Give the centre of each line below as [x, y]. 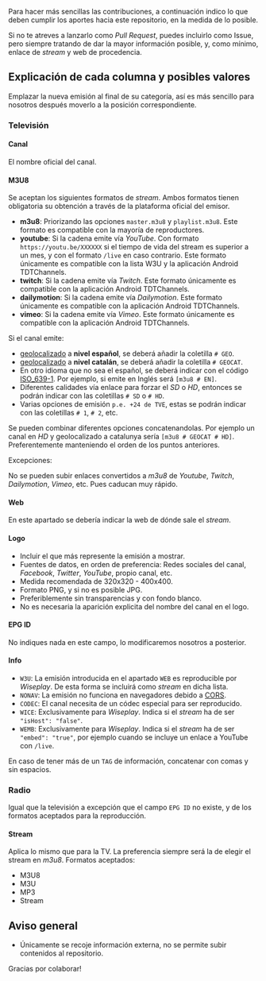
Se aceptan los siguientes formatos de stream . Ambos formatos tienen [124, 198]
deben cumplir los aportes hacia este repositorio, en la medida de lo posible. [133, 20]
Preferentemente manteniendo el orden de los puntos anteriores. [114, 445]
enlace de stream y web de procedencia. [75, 52]
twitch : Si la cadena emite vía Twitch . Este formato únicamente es [128, 280]
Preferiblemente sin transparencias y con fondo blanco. [111, 598]
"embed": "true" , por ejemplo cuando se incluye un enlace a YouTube [134, 737]
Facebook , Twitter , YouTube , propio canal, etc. [96, 573]
